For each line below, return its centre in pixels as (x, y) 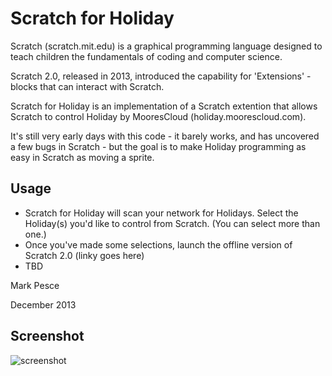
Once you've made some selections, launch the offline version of (158, 244)
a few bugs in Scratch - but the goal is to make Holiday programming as (158, 146)
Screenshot (47, 336)
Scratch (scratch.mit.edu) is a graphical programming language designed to (166, 46)
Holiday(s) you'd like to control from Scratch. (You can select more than (172, 223)
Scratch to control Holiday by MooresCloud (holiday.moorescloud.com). (158, 116)
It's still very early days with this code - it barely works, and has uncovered (165, 136)
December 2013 (43, 304)
